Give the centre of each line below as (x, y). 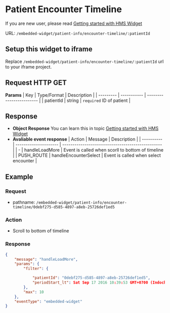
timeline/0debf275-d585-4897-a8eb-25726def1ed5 (63, 207)
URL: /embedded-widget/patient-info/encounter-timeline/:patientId (78, 33)
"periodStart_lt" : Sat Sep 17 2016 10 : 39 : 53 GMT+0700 (90, 283)
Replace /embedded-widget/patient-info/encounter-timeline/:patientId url (84, 61)
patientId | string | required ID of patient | (88, 100)
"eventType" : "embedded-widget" (48, 301)
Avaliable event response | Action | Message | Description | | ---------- (88, 139)
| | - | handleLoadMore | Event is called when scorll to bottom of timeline (88, 150)
